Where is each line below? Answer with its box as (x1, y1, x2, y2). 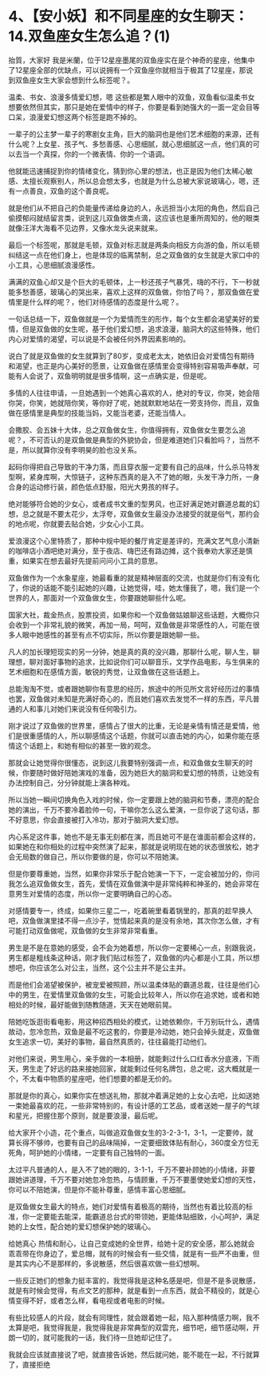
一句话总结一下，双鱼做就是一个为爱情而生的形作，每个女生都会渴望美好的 (8, 313, 253, 324)
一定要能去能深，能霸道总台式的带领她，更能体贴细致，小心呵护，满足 (29, 1211, 260, 1221)
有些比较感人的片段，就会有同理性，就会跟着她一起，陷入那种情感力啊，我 (8, 1312, 253, 1322)
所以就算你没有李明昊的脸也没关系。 (22, 445, 141, 454)
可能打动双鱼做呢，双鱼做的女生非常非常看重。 (8, 925, 162, 936)
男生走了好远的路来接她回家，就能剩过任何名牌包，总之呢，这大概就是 (22, 1064, 253, 1073)
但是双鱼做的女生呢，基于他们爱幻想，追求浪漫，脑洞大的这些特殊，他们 (22, 324, 260, 333)
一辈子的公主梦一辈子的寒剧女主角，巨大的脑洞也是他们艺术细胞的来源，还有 (8, 129, 260, 138)
